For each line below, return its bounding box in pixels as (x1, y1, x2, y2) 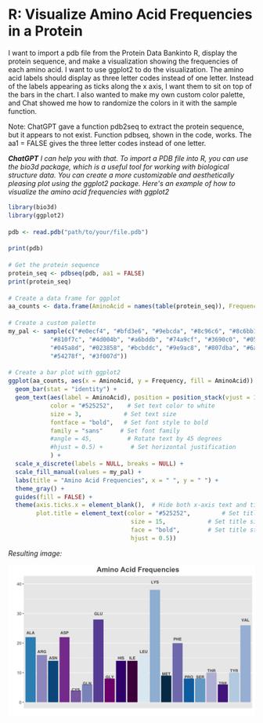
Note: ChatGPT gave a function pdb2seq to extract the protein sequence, (8, 122, 245, 131)
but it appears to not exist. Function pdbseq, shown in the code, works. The (8, 130, 252, 139)
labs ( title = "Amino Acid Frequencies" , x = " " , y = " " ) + (15, 477, 219, 484)
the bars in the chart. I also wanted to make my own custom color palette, (8, 89, 245, 99)
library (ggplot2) (8, 211, 65, 219)
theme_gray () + (15, 484, 65, 492)
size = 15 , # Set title (130, 518, 247, 526)
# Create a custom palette (8, 320, 96, 327)
